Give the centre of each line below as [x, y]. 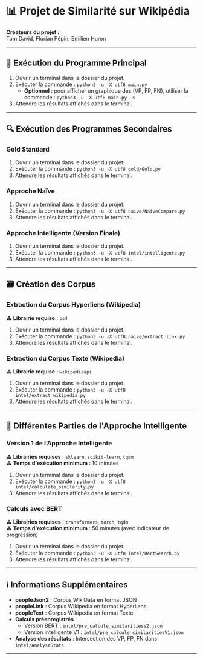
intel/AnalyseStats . [40, 645]
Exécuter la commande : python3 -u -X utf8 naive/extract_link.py [100, 336]
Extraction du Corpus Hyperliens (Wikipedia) [73, 305]
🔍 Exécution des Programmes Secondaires [89, 129]
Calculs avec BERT [34, 508]
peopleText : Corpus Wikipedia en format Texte [74, 613]
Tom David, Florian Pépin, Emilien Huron [56, 38]
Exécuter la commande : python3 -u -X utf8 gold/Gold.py [88, 169]
